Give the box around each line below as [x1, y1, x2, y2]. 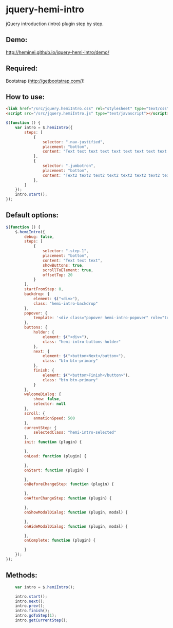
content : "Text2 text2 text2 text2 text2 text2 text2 [42, 173, 160, 178]
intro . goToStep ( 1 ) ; [15, 613, 57, 618]
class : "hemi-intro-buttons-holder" [42, 339, 121, 344]
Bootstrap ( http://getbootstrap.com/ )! [6, 78, 85, 84]
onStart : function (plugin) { [24, 468, 89, 473]
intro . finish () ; [15, 608, 50, 614]
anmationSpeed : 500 [33, 415, 75, 421]
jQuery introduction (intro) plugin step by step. [6, 21, 104, 27]
